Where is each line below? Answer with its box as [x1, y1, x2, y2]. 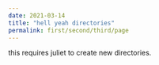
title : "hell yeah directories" [8, 19, 115, 27]
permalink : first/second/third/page [8, 26, 129, 34]
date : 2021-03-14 [8, 11, 66, 20]
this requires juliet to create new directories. [8, 48, 152, 58]
